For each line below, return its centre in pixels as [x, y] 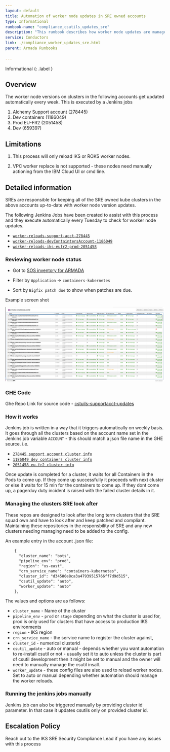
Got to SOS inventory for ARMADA [48, 270]
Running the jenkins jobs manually [49, 694]
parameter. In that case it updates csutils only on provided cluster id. [77, 710]
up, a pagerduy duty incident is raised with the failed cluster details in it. [80, 491]
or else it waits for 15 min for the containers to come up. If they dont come [82, 485]
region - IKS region [32, 632]
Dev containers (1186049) [39, 117]
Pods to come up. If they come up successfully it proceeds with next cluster [84, 480]
